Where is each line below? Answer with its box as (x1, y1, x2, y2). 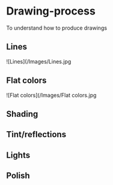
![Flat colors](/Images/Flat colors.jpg (6, 91, 97, 99)
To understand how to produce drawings (6, 24, 107, 31)
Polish (6, 170, 30, 181)
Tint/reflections (6, 129, 67, 140)
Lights (6, 150, 31, 160)
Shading (6, 109, 38, 119)
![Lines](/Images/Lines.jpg (6, 57, 72, 65)
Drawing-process (6, 4, 96, 18)
